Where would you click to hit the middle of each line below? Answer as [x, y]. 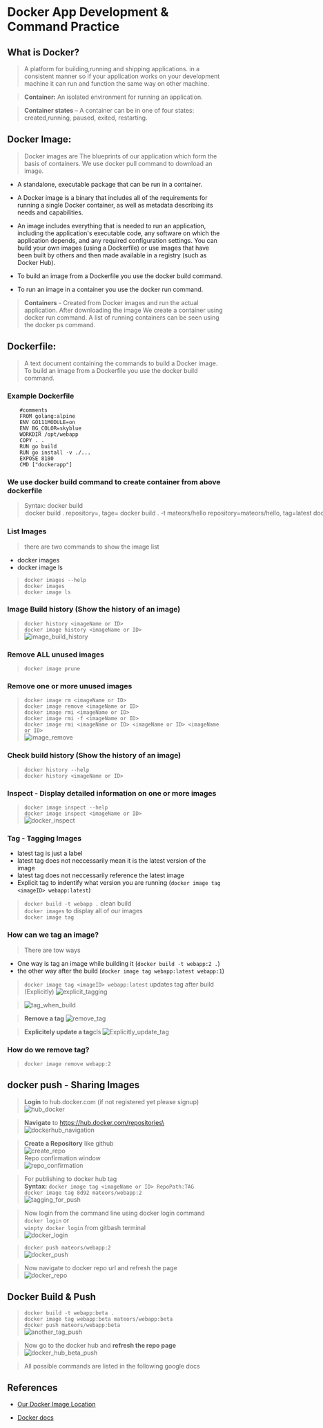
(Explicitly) [39, 991]
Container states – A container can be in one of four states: [109, 110]
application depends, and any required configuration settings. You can [117, 240]
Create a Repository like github [69, 1143]
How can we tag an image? [53, 935]
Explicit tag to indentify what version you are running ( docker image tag [119, 883]
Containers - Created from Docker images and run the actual [111, 302]
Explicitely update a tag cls [62, 1032]
